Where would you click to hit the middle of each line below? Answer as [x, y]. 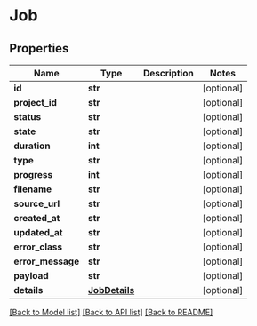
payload [31, 276]
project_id [36, 103]
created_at [37, 218]
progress [33, 175]
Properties [39, 48]
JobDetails [111, 290]
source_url [37, 203]
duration [32, 146]
